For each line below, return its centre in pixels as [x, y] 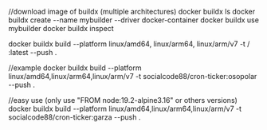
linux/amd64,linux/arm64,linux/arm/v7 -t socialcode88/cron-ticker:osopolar [133, 76]
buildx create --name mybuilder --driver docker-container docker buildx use [133, 20]
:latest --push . [33, 52]
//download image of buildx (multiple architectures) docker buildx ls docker [132, 12]
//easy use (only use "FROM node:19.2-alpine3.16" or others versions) [123, 100]
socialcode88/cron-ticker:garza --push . [75, 117]
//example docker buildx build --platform [75, 68]
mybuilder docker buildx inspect [61, 28]
